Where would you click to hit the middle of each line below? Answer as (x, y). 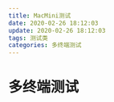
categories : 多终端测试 (45, 45)
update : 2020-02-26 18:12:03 (57, 30)
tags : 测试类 (28, 38)
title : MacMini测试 (40, 16)
